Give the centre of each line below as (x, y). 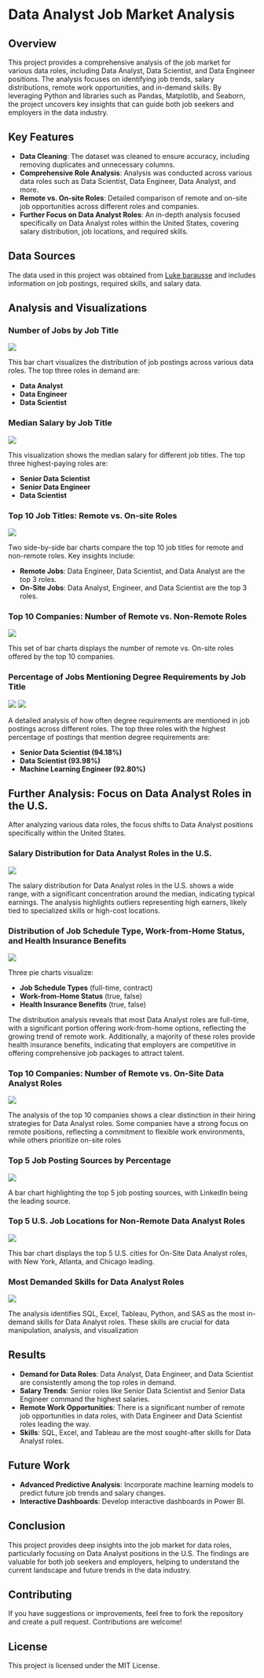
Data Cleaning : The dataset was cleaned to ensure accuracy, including (134, 156)
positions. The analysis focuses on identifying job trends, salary (111, 79)
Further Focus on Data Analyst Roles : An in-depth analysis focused (130, 215)
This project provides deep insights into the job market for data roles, (120, 1545)
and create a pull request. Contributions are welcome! (95, 1622)
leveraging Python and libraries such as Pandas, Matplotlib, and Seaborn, (127, 96)
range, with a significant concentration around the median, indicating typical (132, 893)
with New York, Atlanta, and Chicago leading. (81, 1261)
